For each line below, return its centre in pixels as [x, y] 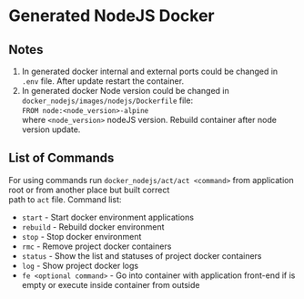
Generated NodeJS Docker [111, 16]
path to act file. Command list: [65, 199]
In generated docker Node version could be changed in [125, 91]
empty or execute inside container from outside [111, 284]
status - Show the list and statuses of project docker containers [142, 255]
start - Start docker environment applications [108, 217]
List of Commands [61, 158]
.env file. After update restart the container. [102, 81]
